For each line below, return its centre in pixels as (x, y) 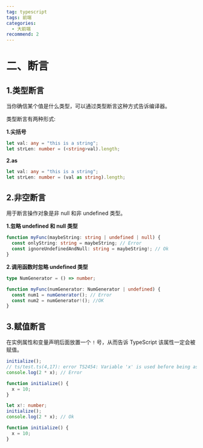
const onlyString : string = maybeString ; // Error (77, 243)
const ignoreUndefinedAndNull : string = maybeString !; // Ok (90, 249)
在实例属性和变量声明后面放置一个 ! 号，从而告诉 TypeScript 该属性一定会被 (101, 342)
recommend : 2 (23, 35)
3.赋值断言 (26, 327)
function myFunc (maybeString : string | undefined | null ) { (84, 238)
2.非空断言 (26, 198)
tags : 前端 (19, 18)
